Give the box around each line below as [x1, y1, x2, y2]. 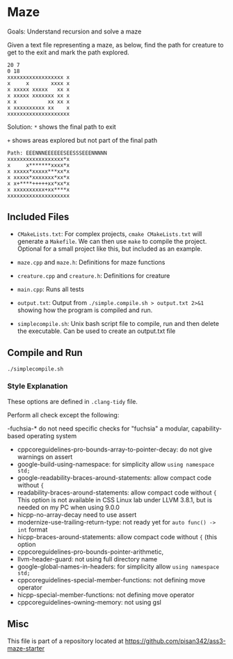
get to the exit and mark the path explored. [7, 48, 130, 56]
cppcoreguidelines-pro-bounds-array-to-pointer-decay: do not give [17, 445, 212, 453]
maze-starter [7, 644, 45, 652]
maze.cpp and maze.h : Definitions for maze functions [17, 258, 166, 266]
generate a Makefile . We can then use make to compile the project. [17, 237, 207, 245]
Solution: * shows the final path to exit [7, 123, 116, 131]
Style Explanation [7, 381, 68, 391]
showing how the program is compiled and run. [17, 306, 153, 314]
